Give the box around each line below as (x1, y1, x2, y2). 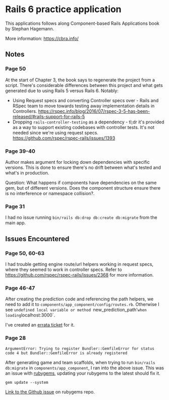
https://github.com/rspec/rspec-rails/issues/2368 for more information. (5, 272, 154, 278)
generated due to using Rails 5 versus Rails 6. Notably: (5, 87, 119, 94)
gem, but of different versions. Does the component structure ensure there (5, 185, 160, 191)
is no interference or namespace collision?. (5, 190, 95, 196)
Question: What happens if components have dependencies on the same (5, 180, 157, 186)
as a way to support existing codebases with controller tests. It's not (12, 124, 155, 130)
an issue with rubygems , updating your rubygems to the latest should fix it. (5, 370, 160, 376)
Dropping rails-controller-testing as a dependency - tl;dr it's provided (12, 119, 164, 125)
